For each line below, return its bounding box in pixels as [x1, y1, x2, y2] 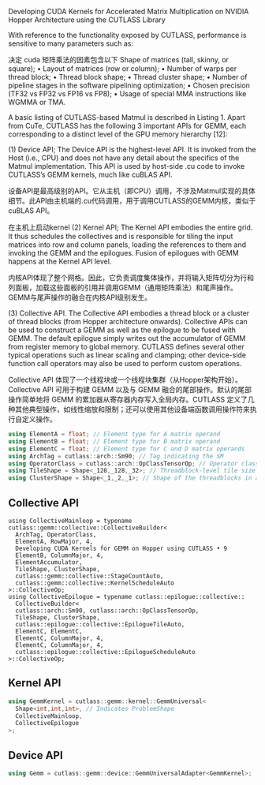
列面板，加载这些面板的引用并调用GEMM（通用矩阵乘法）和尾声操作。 [8, 283, 238, 292]
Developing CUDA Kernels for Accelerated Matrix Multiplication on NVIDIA [8, 7, 249, 16]
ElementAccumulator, [15, 558, 83, 566]
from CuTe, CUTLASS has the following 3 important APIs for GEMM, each [8, 121, 247, 130]
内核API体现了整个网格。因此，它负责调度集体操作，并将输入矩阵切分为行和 [8, 273, 255, 282]
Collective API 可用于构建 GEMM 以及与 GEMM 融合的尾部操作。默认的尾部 [8, 385, 252, 394]
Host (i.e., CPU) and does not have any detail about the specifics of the [8, 153, 240, 163]
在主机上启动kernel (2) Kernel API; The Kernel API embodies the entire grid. [8, 222, 253, 232]
